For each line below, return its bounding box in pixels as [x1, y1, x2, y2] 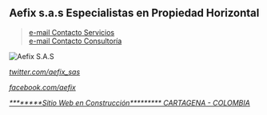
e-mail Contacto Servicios [28, 27, 115, 37]
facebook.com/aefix [9, 82, 77, 92]
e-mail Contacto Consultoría [28, 36, 122, 46]
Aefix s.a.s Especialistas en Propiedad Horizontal [9, 6, 260, 20]
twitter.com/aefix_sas [9, 67, 81, 77]
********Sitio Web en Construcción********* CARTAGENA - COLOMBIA [9, 97, 250, 107]
